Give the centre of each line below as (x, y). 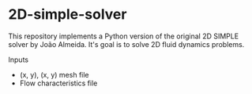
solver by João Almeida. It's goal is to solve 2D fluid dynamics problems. (126, 44)
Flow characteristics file (58, 83)
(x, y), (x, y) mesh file (54, 74)
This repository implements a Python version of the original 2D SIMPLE (124, 36)
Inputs (19, 60)
